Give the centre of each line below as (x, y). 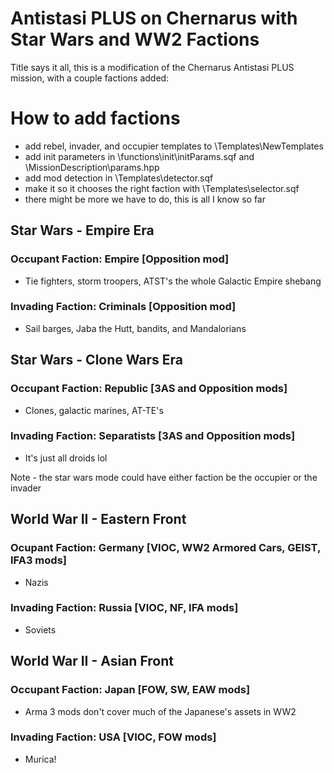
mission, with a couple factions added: (90, 78)
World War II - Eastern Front (98, 519)
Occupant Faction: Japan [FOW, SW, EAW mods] (130, 690)
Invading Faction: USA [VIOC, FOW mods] (113, 737)
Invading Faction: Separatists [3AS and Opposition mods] (153, 436)
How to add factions (95, 118)
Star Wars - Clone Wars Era (97, 360)
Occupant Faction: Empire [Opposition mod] (120, 259)
